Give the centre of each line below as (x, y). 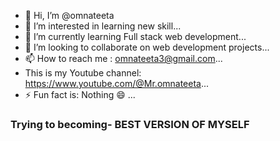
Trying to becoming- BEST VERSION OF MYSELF (130, 124)
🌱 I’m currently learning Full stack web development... (135, 36)
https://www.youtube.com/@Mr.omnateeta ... (117, 83)
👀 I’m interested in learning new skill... (103, 26)
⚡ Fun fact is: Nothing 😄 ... (80, 94)
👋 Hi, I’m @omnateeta (69, 15)
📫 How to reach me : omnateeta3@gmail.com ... (123, 58)
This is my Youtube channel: (83, 73)
